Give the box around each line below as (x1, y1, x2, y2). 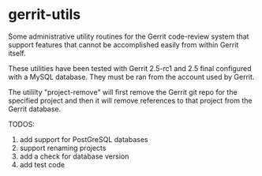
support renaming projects (19, 143, 107, 152)
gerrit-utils (8, 6, 81, 24)
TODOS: (8, 119, 36, 129)
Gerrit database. (8, 104, 62, 114)
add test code (19, 159, 65, 169)
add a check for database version (19, 152, 129, 161)
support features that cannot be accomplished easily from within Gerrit (8, 39, 239, 49)
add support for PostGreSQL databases (19, 134, 148, 144)
